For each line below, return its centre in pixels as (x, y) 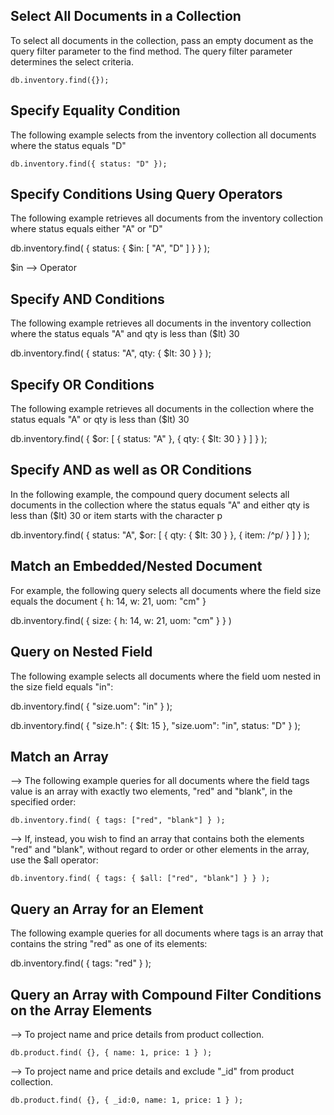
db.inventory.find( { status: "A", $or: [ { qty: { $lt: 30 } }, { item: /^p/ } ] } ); (160, 535)
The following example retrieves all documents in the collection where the (162, 409)
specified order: (43, 802)
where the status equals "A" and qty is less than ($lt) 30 (125, 334)
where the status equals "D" (68, 145)
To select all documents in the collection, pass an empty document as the (162, 40)
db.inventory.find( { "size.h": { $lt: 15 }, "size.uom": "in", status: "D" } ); (155, 725)
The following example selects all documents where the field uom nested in (166, 676)
